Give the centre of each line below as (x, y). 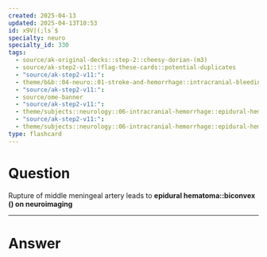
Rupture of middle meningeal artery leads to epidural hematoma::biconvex (132, 195)
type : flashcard (35, 134)
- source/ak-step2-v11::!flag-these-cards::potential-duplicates (126, 68)
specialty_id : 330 (39, 45)
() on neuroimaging (41, 204)
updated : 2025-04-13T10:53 (53, 23)
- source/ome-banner (49, 97)
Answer (35, 243)
